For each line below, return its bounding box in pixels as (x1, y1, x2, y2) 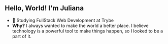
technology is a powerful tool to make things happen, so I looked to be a (12, 27, 163, 34)
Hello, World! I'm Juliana (5, 4, 84, 12)
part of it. (12, 33, 31, 39)
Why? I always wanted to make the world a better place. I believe (12, 22, 149, 28)
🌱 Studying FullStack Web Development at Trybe (12, 17, 114, 23)
